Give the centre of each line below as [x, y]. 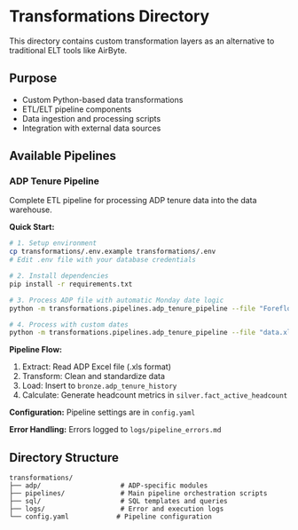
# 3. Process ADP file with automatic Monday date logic [117, 300]
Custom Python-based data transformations [102, 99]
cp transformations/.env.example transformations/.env [113, 252]
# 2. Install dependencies [59, 276]
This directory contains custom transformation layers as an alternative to [142, 41]
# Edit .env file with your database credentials [103, 260]
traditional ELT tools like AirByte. [68, 50]
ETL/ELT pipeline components [77, 109]
